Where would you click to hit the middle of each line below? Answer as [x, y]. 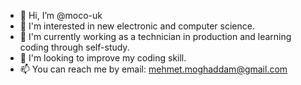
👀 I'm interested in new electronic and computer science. [137, 26]
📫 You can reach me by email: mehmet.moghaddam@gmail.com [153, 69]
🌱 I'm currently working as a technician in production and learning [155, 36]
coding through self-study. [74, 47]
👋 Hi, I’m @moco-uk [61, 15]
